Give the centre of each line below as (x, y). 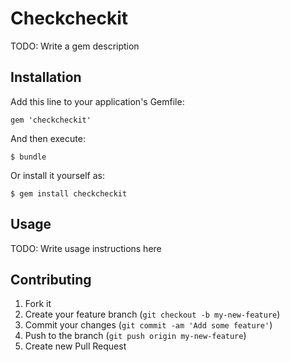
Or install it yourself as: (57, 175)
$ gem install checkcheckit (69, 193)
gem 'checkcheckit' (51, 120)
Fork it (38, 304)
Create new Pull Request (75, 346)
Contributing (51, 279)
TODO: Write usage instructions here (86, 248)
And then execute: (48, 138)
